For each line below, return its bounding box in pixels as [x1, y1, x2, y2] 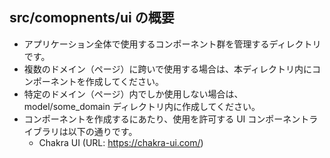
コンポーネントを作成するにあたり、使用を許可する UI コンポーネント [23, 113, 310, 125]
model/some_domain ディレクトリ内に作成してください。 [23, 100, 261, 112]
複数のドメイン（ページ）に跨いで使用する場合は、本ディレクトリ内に [23, 63, 313, 75]
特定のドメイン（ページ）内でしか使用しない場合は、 [23, 88, 244, 100]
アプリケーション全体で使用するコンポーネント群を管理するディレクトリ [23, 38, 322, 50]
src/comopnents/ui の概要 [9, 9, 175, 27]
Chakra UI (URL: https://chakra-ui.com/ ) [38, 136, 204, 148]
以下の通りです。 [67, 125, 138, 137]
